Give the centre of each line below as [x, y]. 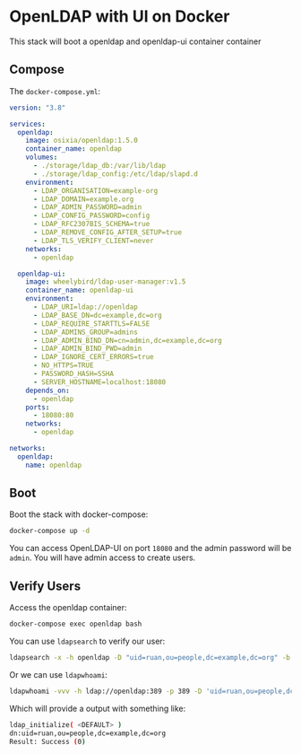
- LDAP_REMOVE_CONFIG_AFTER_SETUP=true [107, 232]
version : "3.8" [38, 108]
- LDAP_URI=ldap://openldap [86, 307]
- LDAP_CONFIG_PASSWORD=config [91, 216]
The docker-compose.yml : [55, 91]
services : [28, 124]
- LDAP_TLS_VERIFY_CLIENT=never [93, 241]
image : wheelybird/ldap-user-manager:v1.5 [106, 282]
